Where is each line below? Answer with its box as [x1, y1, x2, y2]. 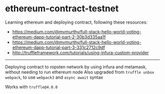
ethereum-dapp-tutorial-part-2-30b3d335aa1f [12, 34, 106, 40]
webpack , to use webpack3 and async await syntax [5, 74, 103, 80]
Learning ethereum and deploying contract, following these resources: [5, 19, 148, 25]
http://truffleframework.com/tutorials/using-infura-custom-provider [12, 50, 149, 56]
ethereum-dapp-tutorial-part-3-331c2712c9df [12, 44, 106, 50]
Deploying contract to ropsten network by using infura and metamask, [5, 63, 147, 69]
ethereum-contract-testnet [5, 3, 119, 14]
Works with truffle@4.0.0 [5, 84, 58, 90]
